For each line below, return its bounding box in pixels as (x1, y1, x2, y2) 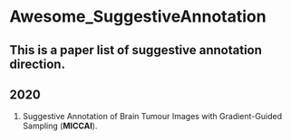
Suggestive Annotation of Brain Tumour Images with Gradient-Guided (22, 111, 283, 122)
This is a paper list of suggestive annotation (9, 42, 263, 58)
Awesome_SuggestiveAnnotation (9, 6, 267, 27)
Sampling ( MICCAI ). (22, 120, 98, 132)
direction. (9, 56, 66, 71)
